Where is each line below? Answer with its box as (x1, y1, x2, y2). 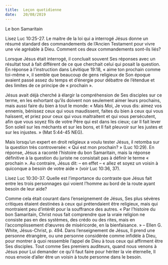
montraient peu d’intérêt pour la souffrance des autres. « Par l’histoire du (5, 206, 155, 212)
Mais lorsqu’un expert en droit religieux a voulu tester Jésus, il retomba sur (5, 138, 159, 145)
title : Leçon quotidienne (5, 7, 62, 12)
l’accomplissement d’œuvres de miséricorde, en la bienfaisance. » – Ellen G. (5, 222, 162, 228)
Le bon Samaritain (5, 25, 43, 31)
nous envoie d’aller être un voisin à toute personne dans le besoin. (5, 253, 142, 260)
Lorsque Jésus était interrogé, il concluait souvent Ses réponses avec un (5, 55, 155, 61)
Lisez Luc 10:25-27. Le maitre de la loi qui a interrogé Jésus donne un (5, 35, 148, 41)
